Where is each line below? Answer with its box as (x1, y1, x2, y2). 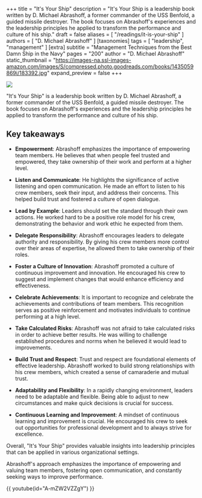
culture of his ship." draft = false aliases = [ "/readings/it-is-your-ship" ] (6, 31, 184, 38)
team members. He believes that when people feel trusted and (14, 151, 170, 159)
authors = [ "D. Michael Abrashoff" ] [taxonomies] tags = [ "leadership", (6, 37, 184, 44)
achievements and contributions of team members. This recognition (14, 300, 184, 307)
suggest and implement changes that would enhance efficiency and (14, 275, 184, 283)
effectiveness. (14, 282, 51, 289)
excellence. (14, 430, 44, 438)
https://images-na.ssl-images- (55, 57, 131, 63)
